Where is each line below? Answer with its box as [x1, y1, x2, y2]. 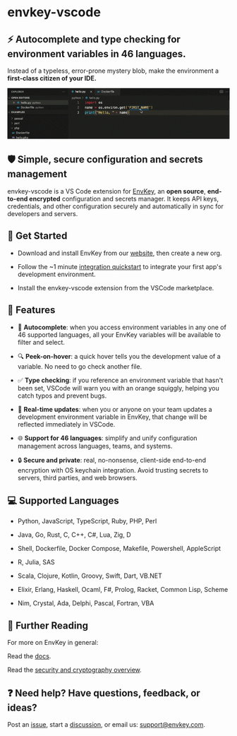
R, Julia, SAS [17, 558, 55, 566]
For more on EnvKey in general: [7, 639, 99, 647]
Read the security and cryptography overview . [7, 665, 142, 675]
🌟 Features [7, 304, 56, 316]
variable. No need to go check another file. [17, 362, 142, 371]
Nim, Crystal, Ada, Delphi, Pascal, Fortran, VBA [17, 599, 154, 607]
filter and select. [17, 338, 66, 346]
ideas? [7, 701, 37, 713]
